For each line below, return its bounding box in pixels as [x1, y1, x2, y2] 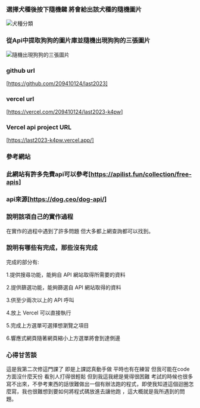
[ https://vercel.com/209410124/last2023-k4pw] [6, 109, 123, 116]
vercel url [6, 94, 35, 103]
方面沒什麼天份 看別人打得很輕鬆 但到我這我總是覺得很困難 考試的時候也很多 [6, 373, 193, 380]
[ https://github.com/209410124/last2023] [6, 79, 108, 87]
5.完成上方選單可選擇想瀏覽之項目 [6, 322, 89, 329]
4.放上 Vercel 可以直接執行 [6, 309, 71, 316]
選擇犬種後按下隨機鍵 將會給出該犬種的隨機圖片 [6, 5, 142, 13]
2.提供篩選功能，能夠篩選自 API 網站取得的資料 [6, 283, 121, 290]
